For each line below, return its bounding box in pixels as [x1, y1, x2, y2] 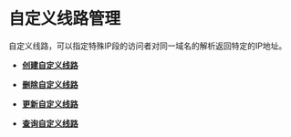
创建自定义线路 [21, 59, 78, 70]
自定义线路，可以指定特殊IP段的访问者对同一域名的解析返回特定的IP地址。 [8, 40, 287, 51]
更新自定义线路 [21, 98, 78, 110]
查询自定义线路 [21, 118, 78, 129]
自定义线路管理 [8, 8, 121, 29]
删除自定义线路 [21, 79, 78, 90]
